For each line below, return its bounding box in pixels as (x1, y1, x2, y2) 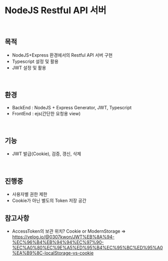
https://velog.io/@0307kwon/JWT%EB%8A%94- (12, 234, 115, 240)
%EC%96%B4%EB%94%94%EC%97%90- (12, 239, 104, 245)
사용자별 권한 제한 (12, 191, 47, 197)
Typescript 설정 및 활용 (12, 58, 59, 64)
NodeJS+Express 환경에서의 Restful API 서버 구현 (12, 52, 113, 58)
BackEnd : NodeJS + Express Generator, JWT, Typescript (12, 104, 132, 110)
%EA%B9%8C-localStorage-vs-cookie (12, 250, 94, 256)
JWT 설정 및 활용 (12, 64, 46, 71)
